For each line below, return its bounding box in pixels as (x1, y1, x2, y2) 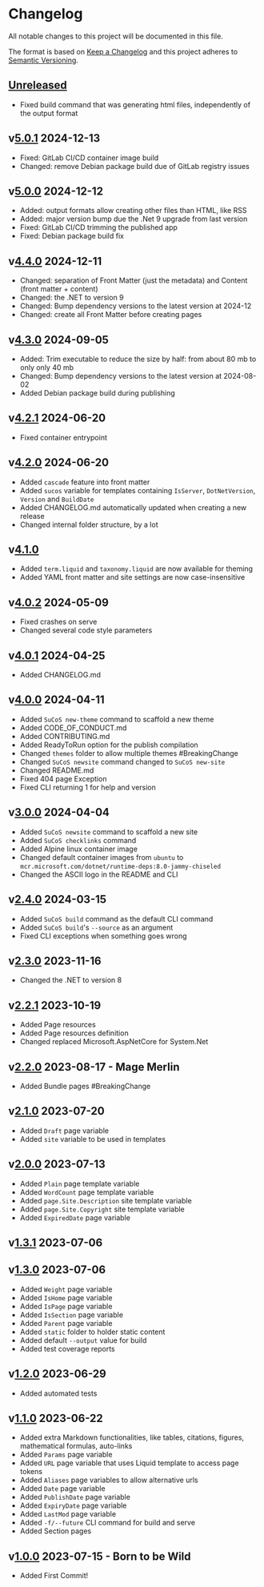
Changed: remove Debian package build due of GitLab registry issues (19, 161, 250, 171)
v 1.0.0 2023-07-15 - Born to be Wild (8, 1549, 191, 1563)
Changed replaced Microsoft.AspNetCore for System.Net (19, 1037, 209, 1047)
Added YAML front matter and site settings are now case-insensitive (19, 573, 246, 582)
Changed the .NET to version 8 (19, 975, 122, 985)
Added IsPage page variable (19, 1301, 113, 1311)
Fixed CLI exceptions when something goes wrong (19, 930, 187, 941)
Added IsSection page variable (19, 1310, 124, 1320)
